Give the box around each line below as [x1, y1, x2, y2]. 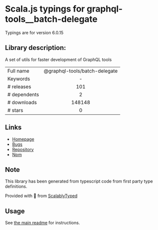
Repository [12, 146, 34, 152]
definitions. [5, 184, 28, 189]
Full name [7, 67, 30, 74]
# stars [7, 107, 23, 113]
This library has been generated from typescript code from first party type [5, 178, 153, 184]
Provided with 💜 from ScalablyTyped [5, 193, 78, 199]
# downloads [7, 99, 37, 106]
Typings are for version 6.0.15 [5, 30, 64, 35]
